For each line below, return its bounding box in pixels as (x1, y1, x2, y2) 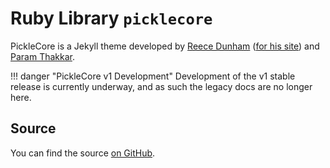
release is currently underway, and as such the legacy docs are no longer (10, 80, 313, 92)
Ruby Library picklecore (10, 7, 213, 30)
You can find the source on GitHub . (10, 147, 156, 159)
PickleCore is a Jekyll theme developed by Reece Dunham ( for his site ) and (10, 40, 320, 52)
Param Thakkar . (10, 50, 75, 62)
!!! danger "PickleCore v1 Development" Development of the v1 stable (10, 70, 296, 82)
